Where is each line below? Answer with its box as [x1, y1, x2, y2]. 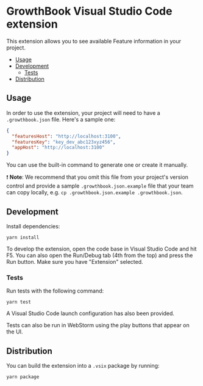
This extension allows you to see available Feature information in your [6, 37, 182, 45]
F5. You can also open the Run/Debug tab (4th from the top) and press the [6, 252, 193, 259]
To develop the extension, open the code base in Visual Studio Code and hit [6, 245, 197, 252]
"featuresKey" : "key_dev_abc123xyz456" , [12, 139, 116, 145]
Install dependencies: [6, 222, 60, 230]
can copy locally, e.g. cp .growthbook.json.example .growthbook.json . [6, 189, 183, 196]
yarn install [6, 234, 40, 241]
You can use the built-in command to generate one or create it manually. [6, 161, 188, 169]
